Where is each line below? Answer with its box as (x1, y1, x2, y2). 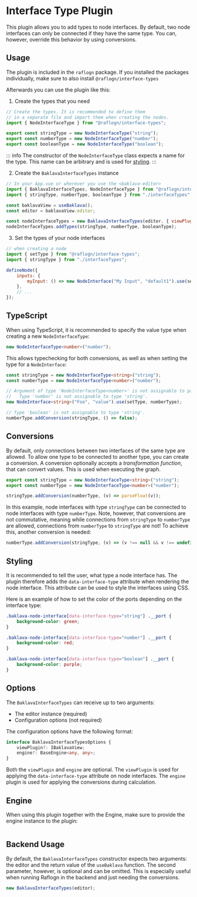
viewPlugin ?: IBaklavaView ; (16, 744, 85, 750)
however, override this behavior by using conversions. (6, 36, 137, 43)
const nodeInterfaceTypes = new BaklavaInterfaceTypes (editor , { (6, 218, 169, 224)
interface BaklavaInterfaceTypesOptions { (6, 739, 111, 745)
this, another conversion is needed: (6, 529, 91, 536)
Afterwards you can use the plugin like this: (6, 86, 111, 93)
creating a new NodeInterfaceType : (6, 333, 90, 340)
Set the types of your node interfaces (14, 235, 106, 242)
